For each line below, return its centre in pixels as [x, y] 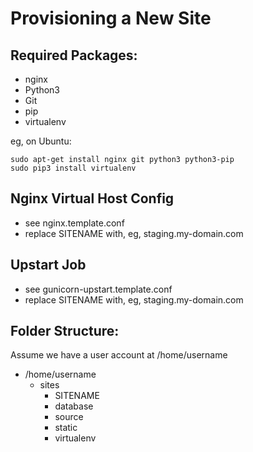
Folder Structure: [65, 331]
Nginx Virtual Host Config [92, 198]
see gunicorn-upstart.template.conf [98, 289]
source [69, 417]
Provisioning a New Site [111, 18]
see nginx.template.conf [74, 223]
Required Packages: [74, 55]
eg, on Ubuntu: [41, 141]
